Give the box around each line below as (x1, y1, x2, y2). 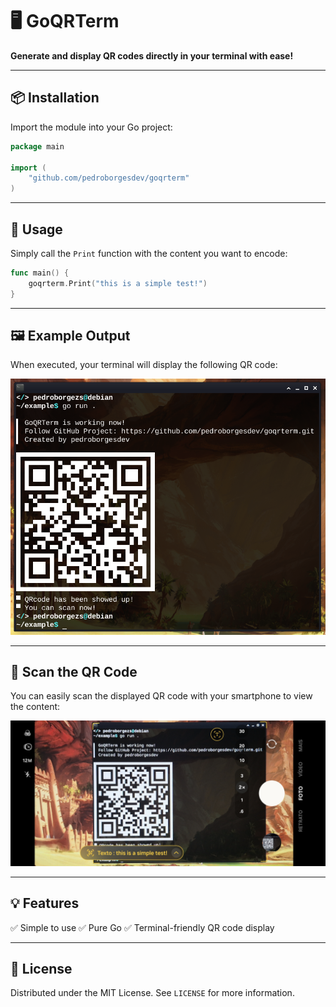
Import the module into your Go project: (10, 121, 173, 133)
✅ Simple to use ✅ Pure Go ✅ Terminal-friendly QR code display (10, 921, 275, 933)
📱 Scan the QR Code (10, 664, 138, 681)
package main (10, 141, 65, 152)
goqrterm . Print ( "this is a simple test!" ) (28, 278, 208, 288)
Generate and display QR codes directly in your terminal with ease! (10, 49, 294, 62)
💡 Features (10, 895, 80, 912)
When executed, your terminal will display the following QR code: (10, 359, 278, 371)
